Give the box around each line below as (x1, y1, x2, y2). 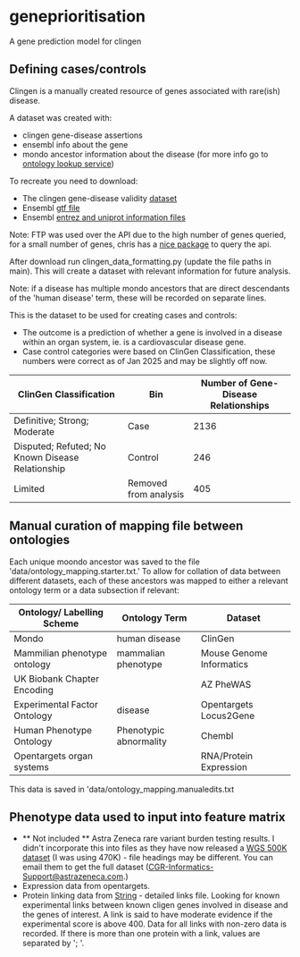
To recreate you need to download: (9, 175, 138, 186)
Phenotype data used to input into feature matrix (9, 809, 286, 825)
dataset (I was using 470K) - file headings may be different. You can (21, 852, 274, 863)
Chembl (200, 729, 234, 741)
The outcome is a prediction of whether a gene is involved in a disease (21, 326, 283, 337)
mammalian (116, 647, 165, 659)
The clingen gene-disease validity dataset (21, 192, 177, 203)
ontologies (9, 532, 71, 547)
